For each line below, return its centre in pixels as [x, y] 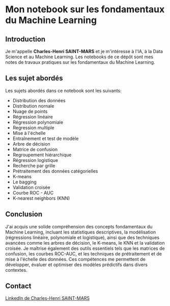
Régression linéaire [33, 116]
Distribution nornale [33, 106]
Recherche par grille [34, 166]
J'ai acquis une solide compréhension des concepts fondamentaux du [79, 226]
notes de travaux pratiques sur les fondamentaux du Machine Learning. [80, 62]
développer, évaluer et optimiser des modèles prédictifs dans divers [76, 265]
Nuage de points [30, 111]
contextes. [16, 270]
